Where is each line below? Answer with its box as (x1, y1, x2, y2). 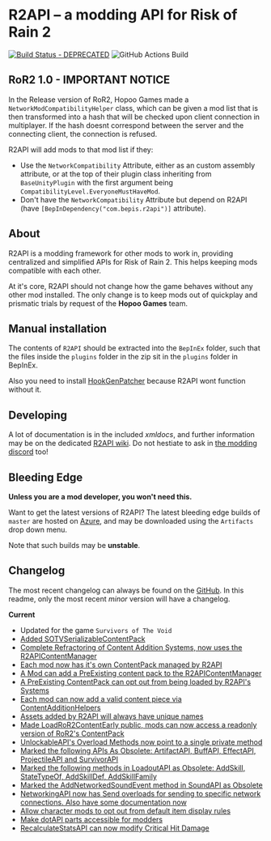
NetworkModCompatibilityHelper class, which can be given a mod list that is (8, 103, 259, 113)
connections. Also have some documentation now (19, 797, 188, 807)
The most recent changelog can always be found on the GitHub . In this (8, 585, 244, 595)
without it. (8, 384, 42, 394)
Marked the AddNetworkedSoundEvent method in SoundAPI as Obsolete (19, 779, 263, 790)
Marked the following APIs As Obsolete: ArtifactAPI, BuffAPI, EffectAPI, (19, 745, 256, 755)
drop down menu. (8, 525, 67, 534)
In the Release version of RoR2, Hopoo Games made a (8, 95, 189, 104)
